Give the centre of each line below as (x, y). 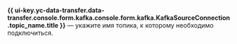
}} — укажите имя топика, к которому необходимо (137, 25)
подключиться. (30, 33)
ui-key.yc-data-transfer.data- (59, 10)
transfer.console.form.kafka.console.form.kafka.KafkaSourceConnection (119, 18)
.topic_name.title (33, 25)
